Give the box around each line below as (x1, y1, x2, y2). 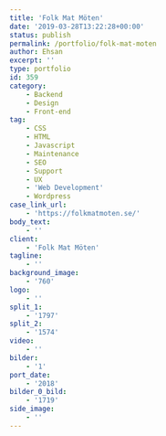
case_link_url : (9, 200, 67, 210)
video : (9, 336, 35, 346)
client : (9, 234, 39, 243)
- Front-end (26, 107, 71, 116)
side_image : (9, 404, 55, 414)
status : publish (9, 30, 71, 39)
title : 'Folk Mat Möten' (9, 13, 104, 23)
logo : (9, 285, 30, 294)
